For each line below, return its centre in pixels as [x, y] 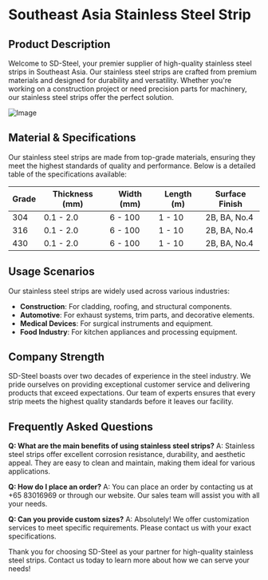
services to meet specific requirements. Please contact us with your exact [130, 528]
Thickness [73, 193]
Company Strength [57, 357]
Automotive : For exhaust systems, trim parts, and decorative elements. [137, 315]
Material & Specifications [72, 138]
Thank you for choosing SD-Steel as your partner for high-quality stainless [131, 552]
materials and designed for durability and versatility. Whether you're [120, 80]
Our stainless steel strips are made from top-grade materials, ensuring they [132, 157]
